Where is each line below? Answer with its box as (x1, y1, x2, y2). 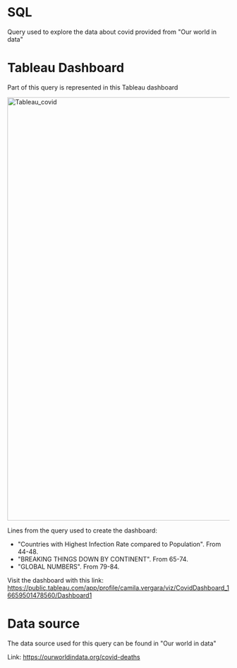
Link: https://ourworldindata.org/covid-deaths (7, 652, 140, 661)
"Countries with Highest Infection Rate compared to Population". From (17, 540, 221, 548)
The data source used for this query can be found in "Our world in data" (7, 639, 217, 648)
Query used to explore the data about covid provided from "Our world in (7, 28, 217, 36)
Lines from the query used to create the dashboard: (7, 526, 157, 535)
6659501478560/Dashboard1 (7, 590, 92, 600)
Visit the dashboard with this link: (7, 576, 104, 584)
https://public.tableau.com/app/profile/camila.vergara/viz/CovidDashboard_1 (7, 583, 229, 592)
